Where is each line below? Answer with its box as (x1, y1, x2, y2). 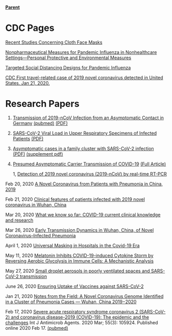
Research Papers (5, 98, 80, 109)
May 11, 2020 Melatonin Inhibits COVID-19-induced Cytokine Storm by (5, 252, 154, 259)
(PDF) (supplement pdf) (12, 151, 63, 157)
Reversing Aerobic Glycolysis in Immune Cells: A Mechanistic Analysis (5, 258, 154, 264)
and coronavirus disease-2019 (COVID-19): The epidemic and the (11, 314, 149, 321)
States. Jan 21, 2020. (5, 80, 50, 86)
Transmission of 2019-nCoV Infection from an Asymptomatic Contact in (12, 115, 164, 121)
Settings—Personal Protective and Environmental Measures (5, 54, 131, 61)
